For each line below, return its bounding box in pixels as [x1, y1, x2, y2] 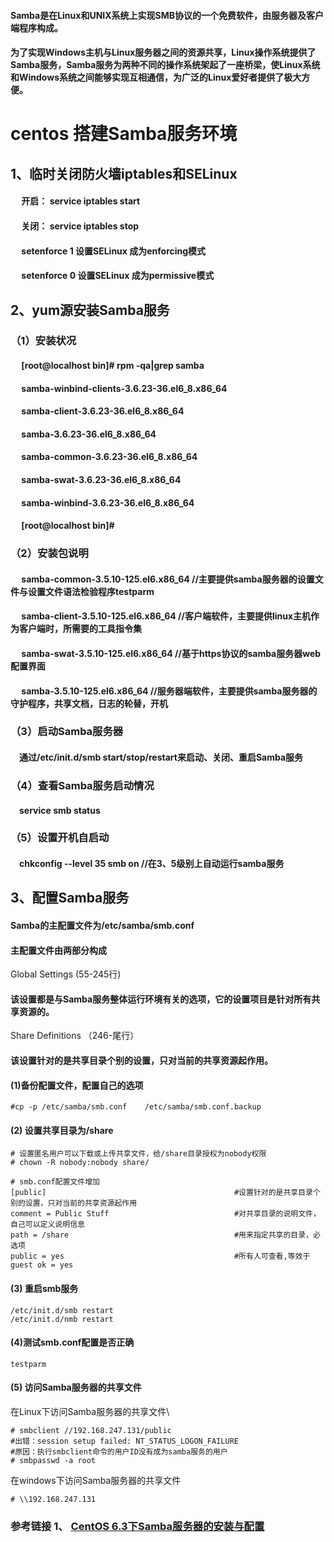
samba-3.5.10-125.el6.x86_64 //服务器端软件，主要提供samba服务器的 [21, 685, 318, 697]
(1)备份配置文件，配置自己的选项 [10, 1079, 144, 1091]
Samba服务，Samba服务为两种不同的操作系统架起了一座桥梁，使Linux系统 [10, 59, 321, 71]
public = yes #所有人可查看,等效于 [10, 1251, 311, 1262]
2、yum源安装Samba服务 [10, 301, 170, 319]
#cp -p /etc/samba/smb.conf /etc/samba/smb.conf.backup [10, 1102, 262, 1112]
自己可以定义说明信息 [10, 1220, 85, 1230]
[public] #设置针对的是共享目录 [10, 1188, 314, 1198]
